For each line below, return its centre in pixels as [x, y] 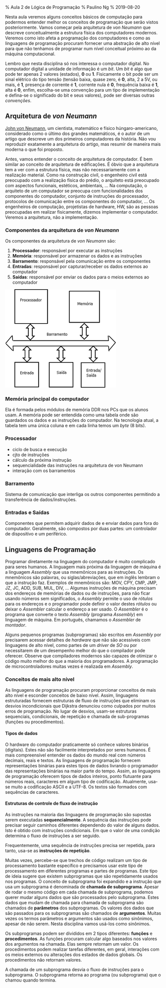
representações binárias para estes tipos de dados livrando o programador [82, 765]
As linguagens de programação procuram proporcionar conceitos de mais [81, 690]
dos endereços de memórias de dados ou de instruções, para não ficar [78, 593]
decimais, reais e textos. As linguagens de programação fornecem [73, 760]
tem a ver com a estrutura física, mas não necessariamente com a [73, 169]
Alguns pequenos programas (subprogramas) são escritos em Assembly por [83, 635]
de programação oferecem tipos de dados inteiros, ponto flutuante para [78, 776]
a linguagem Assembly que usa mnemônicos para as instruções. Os [74, 572]
